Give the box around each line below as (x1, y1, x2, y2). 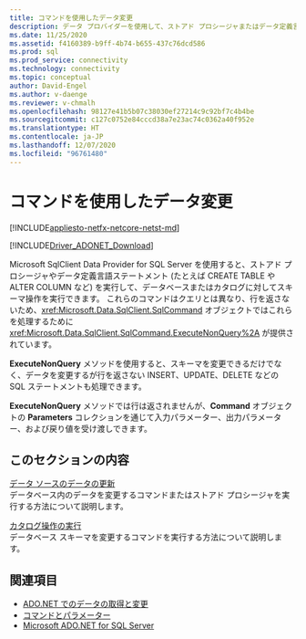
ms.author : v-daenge (9, 89, 88, 99)
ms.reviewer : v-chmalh (9, 98, 96, 108)
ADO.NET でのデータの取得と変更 (22, 599, 148, 610)
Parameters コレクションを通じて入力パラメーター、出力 (26, 412, 242, 423)
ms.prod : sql (9, 47, 59, 57)
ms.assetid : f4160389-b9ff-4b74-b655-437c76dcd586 (9, 38, 206, 48)
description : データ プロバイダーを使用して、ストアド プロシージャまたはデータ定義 (9, 22, 293, 31)
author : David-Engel (9, 81, 88, 90)
